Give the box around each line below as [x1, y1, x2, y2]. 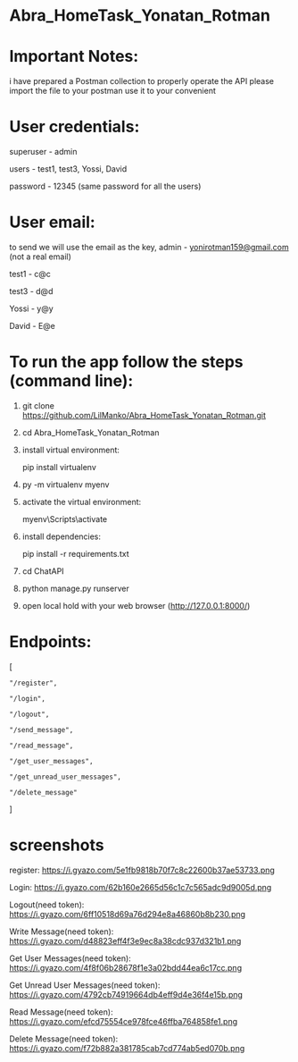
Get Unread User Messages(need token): [9, 980, 161, 990]
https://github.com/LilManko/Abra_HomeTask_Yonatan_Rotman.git [21, 409, 266, 420]
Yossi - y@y [9, 303, 54, 314]
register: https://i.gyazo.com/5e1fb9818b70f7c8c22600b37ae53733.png [9, 864, 275, 875]
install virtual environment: [21, 444, 120, 455]
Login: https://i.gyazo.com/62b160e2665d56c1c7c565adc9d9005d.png [9, 881, 272, 892]
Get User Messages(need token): [9, 953, 131, 964]
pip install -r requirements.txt [21, 548, 129, 559]
